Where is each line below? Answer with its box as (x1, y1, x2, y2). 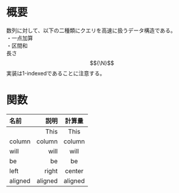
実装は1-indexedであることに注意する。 (6, 69, 106, 76)
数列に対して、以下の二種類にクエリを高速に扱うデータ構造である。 (6, 27, 176, 34)
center (64, 166, 84, 175)
